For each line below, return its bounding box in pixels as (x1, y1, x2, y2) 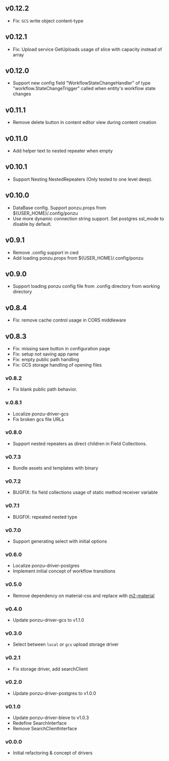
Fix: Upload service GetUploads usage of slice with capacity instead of (12, 46, 162, 52)
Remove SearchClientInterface (12, 726, 78, 732)
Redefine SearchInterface (12, 720, 67, 726)
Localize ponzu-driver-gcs (12, 411, 69, 417)
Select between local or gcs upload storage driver (12, 641, 119, 647)
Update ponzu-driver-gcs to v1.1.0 (12, 617, 84, 623)
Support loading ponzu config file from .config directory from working (12, 283, 160, 289)
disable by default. (12, 221, 52, 227)
